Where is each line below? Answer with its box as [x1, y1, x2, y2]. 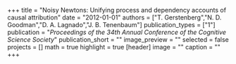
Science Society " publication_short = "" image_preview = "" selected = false [7, 35, 229, 44]
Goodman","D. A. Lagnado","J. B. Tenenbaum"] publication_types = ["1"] [7, 21, 216, 29]
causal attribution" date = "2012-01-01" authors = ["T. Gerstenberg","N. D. [7, 13, 222, 22]
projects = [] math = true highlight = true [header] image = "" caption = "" [7, 43, 221, 51]
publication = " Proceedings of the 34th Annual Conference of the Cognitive [7, 28, 227, 36]
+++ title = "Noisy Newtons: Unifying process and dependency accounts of [7, 6, 227, 14]
